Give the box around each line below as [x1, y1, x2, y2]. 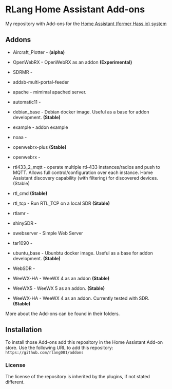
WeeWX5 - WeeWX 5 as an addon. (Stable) [12, 285, 105, 291]
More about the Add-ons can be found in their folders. [5, 310, 120, 317]
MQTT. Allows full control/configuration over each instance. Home [12, 169, 153, 176]
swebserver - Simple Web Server [12, 230, 83, 236]
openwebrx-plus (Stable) [12, 144, 67, 150]
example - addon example [12, 124, 68, 130]
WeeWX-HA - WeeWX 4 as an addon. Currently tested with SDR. [12, 295, 150, 301]
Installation [5, 325, 42, 334]
